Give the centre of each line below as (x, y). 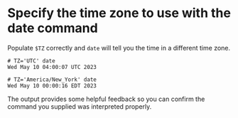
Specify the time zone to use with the (119, 13)
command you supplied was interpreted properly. (80, 106)
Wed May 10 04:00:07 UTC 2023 (52, 67)
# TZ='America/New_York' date (52, 80)
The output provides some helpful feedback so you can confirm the (106, 99)
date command (53, 28)
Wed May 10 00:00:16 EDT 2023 (52, 86)
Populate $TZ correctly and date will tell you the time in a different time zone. (119, 48)
